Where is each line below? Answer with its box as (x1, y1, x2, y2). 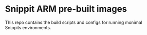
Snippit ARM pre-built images (5, 3, 128, 15)
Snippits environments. (5, 24, 51, 30)
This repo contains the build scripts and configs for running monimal (5, 19, 143, 25)
